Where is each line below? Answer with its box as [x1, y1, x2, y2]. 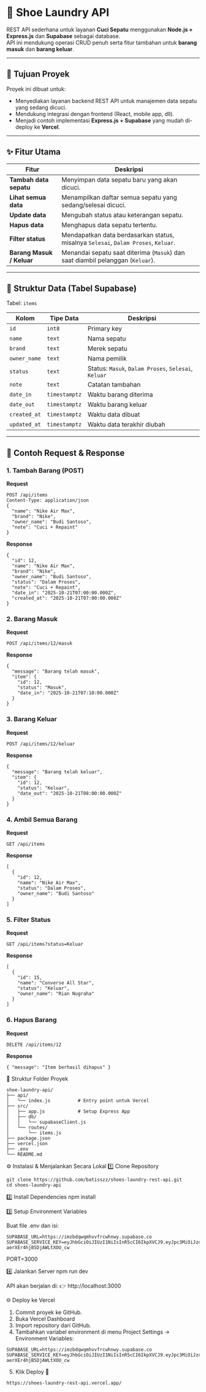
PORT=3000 [6, 1255, 38, 1262]
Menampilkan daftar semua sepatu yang [61, 193, 178, 201]
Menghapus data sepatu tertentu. [61, 220, 158, 229]
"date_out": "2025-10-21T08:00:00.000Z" [17, 790, 122, 797]
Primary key [87, 325, 123, 333]
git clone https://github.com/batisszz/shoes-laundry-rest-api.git [6, 1177, 183, 1183]
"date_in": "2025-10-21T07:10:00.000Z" [17, 690, 120, 696]
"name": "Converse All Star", [17, 980, 95, 986]
